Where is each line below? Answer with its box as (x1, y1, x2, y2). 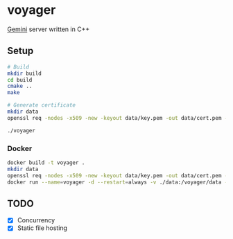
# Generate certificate (7, 102, 76, 109)
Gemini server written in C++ (7, 25, 90, 33)
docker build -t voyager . (7, 159, 85, 166)
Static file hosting (17, 224, 68, 232)
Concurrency (17, 216, 55, 224)
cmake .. (7, 82, 33, 90)
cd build (7, 76, 33, 83)
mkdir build (7, 70, 42, 77)
